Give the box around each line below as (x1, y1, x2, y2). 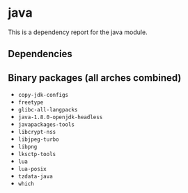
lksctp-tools (17, 151, 56, 158)
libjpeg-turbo (17, 136, 59, 144)
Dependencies (8, 48, 72, 60)
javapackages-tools (17, 121, 75, 128)
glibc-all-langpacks (17, 107, 78, 114)
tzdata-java (17, 173, 53, 180)
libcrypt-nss (17, 129, 56, 136)
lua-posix (17, 166, 47, 173)
